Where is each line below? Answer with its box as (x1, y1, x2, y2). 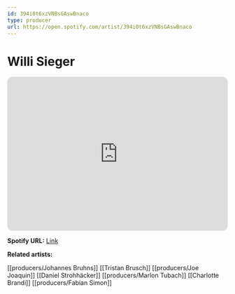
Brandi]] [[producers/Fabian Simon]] (7, 279, 112, 287)
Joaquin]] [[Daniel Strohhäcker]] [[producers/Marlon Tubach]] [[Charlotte (7, 271, 219, 280)
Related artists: (7, 250, 53, 259)
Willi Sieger (7, 53, 76, 69)
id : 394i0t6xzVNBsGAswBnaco (7, 10, 90, 17)
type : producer (7, 17, 52, 24)
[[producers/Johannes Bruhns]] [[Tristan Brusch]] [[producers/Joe (7, 264, 199, 272)
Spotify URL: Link (7, 237, 59, 245)
